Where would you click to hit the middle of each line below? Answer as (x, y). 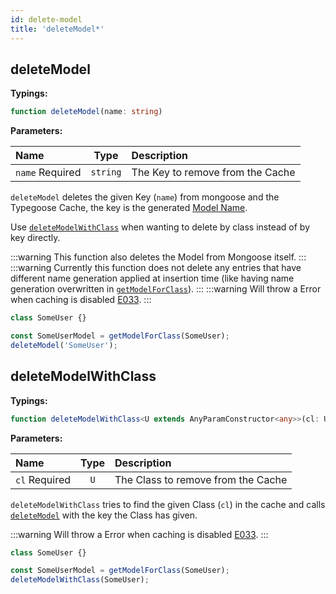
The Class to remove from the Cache (201, 479)
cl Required (43, 479)
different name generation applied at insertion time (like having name (152, 278)
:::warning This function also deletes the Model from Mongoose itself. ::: (158, 257)
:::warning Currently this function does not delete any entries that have (156, 268)
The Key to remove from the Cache (213, 173)
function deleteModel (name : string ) (86, 112)
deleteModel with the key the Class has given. (104, 515)
